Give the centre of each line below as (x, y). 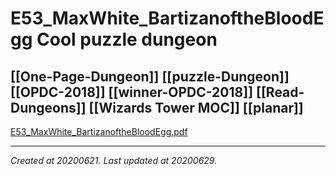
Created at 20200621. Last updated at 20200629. (114, 160)
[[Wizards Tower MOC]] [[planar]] (196, 107)
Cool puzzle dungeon (127, 39)
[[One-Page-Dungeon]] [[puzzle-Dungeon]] (150, 76)
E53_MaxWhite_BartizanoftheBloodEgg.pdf (99, 131)
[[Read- (280, 92)
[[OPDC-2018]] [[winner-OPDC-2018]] (132, 92)
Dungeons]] (48, 107)
